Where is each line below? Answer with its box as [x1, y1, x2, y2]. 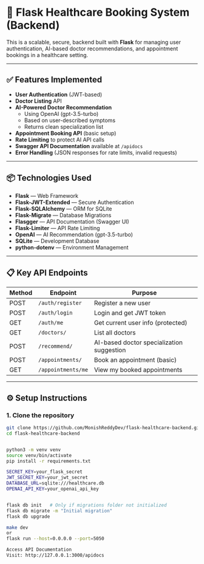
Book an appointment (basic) [93, 356, 177, 364]
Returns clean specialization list [24, 123, 104, 130]
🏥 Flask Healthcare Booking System [6, 5, 190, 19]
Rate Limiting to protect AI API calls [15, 136, 105, 143]
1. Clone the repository [6, 411, 75, 420]
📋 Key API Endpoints [6, 267, 88, 278]
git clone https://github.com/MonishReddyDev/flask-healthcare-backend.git [6, 425, 202, 431]
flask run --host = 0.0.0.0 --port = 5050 [6, 535, 104, 542]
